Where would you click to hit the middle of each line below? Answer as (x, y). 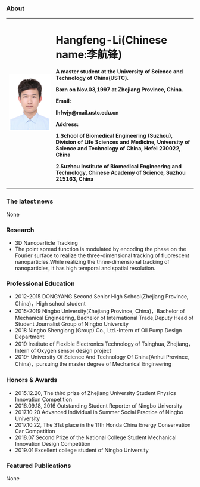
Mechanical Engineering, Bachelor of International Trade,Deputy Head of (104, 318)
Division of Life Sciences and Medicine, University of (123, 142)
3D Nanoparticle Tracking (46, 243)
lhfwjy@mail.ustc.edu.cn (87, 112)
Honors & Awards (32, 380)
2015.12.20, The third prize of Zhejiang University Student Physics (96, 393)
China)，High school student (50, 304)
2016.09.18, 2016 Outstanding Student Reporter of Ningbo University (99, 406)
